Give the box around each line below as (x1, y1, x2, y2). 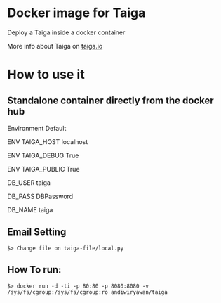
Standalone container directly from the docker (7, 94, 214, 106)
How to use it (7, 67, 86, 82)
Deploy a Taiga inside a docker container (7, 28, 126, 37)
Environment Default (7, 124, 67, 132)
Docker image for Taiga (7, 5, 146, 21)
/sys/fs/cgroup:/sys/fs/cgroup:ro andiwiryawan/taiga (7, 288, 168, 296)
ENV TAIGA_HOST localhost (7, 137, 88, 146)
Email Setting (7, 226, 67, 238)
